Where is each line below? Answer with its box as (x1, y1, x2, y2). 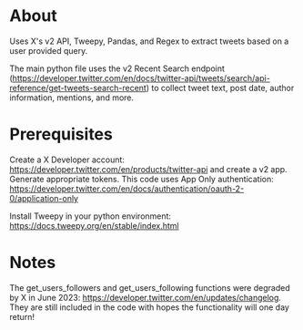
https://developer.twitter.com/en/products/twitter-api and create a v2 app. (9, 163, 288, 174)
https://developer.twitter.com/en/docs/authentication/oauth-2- (9, 183, 245, 194)
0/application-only (9, 192, 79, 203)
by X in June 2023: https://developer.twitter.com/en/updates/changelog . (9, 292, 282, 303)
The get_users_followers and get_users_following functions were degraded (9, 282, 290, 293)
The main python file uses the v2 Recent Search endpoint (9, 63, 226, 74)
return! (9, 311, 35, 322)
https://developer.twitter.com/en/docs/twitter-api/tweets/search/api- (12, 72, 270, 83)
